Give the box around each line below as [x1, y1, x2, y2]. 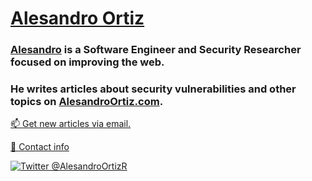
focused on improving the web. [10, 55, 165, 69]
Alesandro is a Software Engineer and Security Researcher [10, 43, 302, 57]
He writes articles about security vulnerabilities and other [10, 82, 297, 96]
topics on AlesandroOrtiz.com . [10, 95, 164, 109]
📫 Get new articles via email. [10, 118, 132, 130]
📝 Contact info [10, 141, 70, 153]
